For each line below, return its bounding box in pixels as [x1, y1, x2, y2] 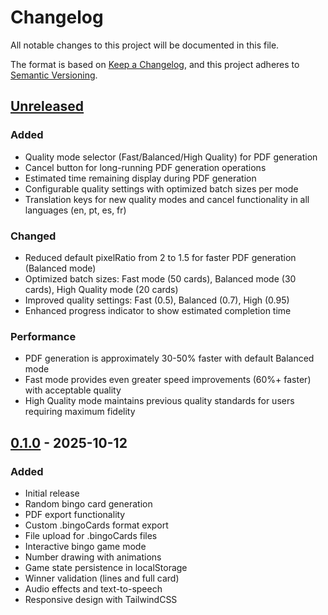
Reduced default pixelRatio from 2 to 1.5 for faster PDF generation [24, 251, 297, 263]
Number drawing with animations [24, 551, 162, 563]
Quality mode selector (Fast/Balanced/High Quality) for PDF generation [24, 151, 318, 163]
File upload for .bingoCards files [24, 529, 158, 541]
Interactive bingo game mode [24, 540, 147, 552]
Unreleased [10, 98, 85, 115]
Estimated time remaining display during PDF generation [24, 172, 257, 184]
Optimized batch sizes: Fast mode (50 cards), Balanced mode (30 [24, 272, 297, 285]
